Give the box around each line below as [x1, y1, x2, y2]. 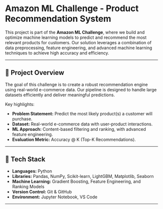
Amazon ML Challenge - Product [5, 3, 139, 14]
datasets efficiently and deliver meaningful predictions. [5, 92, 115, 98]
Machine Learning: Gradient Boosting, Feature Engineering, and [12, 178, 141, 184]
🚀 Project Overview [5, 69, 65, 77]
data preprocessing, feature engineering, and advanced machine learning [5, 45, 152, 51]
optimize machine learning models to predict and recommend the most [5, 35, 147, 40]
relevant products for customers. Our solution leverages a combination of [5, 39, 152, 45]
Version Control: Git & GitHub [12, 189, 72, 194]
